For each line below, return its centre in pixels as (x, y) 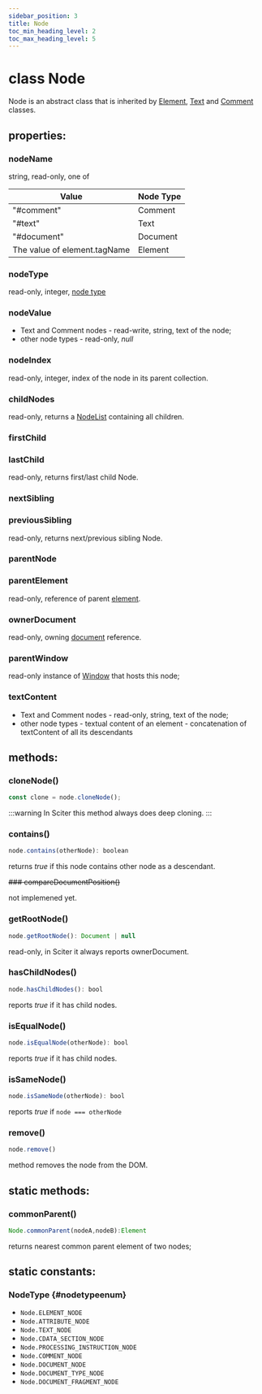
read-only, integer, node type (57, 292)
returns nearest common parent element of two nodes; (100, 1246)
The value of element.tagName (71, 250)
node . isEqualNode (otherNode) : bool (69, 1042)
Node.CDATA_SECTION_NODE (62, 1339)
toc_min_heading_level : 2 (52, 31)
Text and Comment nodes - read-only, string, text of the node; (124, 714)
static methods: (49, 1190)
